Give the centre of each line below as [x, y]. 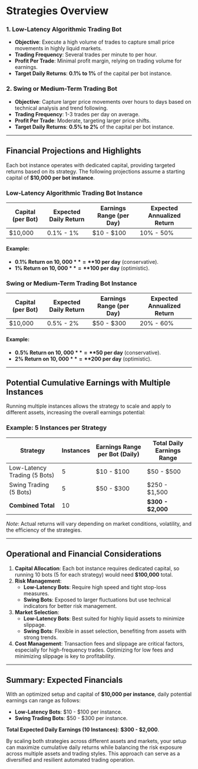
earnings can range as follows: [43, 701]
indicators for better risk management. [70, 606]
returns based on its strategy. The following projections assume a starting [96, 171]
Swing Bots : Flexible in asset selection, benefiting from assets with [105, 631]
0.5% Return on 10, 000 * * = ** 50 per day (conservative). [88, 352]
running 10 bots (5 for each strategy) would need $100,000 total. [94, 574]
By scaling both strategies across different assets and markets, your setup [96, 741]
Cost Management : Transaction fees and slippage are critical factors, [99, 643]
